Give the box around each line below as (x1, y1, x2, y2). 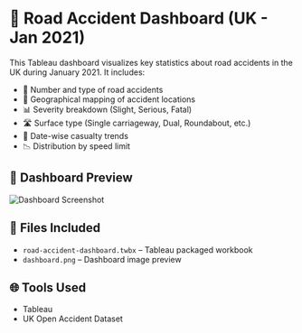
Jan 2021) (9, 27, 86, 48)
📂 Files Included (9, 220, 101, 236)
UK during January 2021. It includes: (9, 67, 146, 78)
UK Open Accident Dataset (22, 313, 124, 324)
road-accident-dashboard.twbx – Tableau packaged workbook (22, 244, 253, 255)
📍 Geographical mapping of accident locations (22, 94, 196, 105)
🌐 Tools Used (9, 280, 87, 295)
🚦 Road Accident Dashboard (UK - (9, 8, 269, 29)
